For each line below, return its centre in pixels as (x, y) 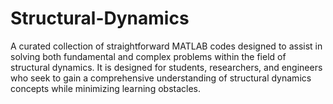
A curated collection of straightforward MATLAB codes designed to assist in (166, 46)
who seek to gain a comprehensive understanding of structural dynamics (161, 78)
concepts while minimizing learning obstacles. (106, 88)
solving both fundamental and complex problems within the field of (148, 56)
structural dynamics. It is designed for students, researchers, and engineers (166, 67)
